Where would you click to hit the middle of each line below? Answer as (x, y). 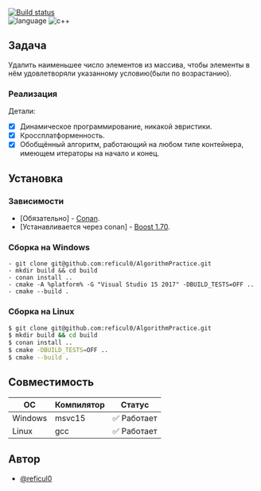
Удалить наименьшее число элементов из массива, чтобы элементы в (129, 64)
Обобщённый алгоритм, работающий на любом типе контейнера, (132, 145)
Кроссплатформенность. (62, 136)
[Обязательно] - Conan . (60, 218)
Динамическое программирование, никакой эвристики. (116, 126)
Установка (36, 178)
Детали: (22, 111)
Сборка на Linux (41, 311)
